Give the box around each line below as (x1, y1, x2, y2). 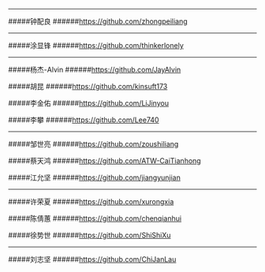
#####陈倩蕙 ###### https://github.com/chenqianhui (8, 214, 182, 223)
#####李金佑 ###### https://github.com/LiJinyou (8, 99, 170, 107)
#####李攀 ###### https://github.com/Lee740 (8, 115, 159, 125)
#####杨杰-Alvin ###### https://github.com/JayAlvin (8, 65, 181, 74)
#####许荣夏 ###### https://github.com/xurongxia (8, 197, 174, 206)
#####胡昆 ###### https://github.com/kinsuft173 (8, 82, 168, 91)
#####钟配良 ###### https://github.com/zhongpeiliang (8, 17, 188, 26)
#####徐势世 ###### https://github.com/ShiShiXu (8, 230, 171, 240)
